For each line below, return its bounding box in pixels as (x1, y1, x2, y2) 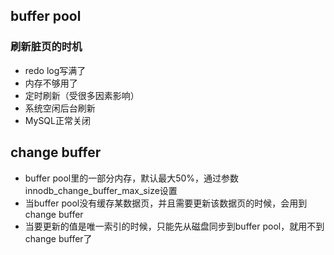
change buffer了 (24, 232, 93, 244)
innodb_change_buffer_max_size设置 (24, 184, 178, 196)
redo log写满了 (24, 64, 87, 76)
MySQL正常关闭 (24, 114, 91, 126)
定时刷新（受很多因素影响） (24, 89, 140, 101)
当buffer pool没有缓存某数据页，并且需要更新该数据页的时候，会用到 (24, 197, 308, 209)
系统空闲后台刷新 (24, 102, 96, 114)
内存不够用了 (24, 77, 78, 89)
